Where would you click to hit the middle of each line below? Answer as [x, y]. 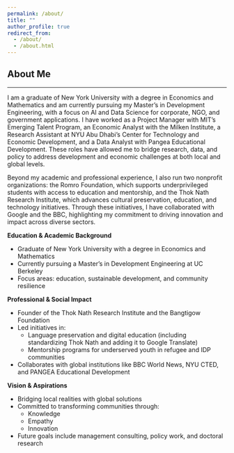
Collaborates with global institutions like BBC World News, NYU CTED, [118, 364]
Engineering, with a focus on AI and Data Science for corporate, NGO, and [114, 112]
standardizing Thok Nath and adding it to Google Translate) [113, 342]
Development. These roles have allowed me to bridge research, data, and [112, 149]
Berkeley [30, 271]
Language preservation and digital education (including [107, 335]
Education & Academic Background [60, 235]
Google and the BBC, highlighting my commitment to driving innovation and [115, 214]
